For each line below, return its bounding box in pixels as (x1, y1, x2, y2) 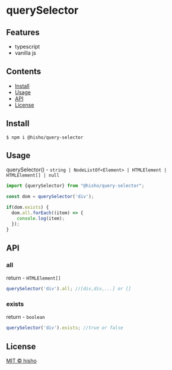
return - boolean (6, 313, 46, 321)
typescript (14, 43, 40, 50)
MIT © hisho (6, 358, 37, 365)
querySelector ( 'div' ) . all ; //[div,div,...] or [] (6, 286, 132, 292)
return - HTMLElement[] (6, 274, 61, 281)
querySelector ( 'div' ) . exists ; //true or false (6, 325, 123, 331)
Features (6, 27, 40, 37)
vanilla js (14, 49, 37, 57)
